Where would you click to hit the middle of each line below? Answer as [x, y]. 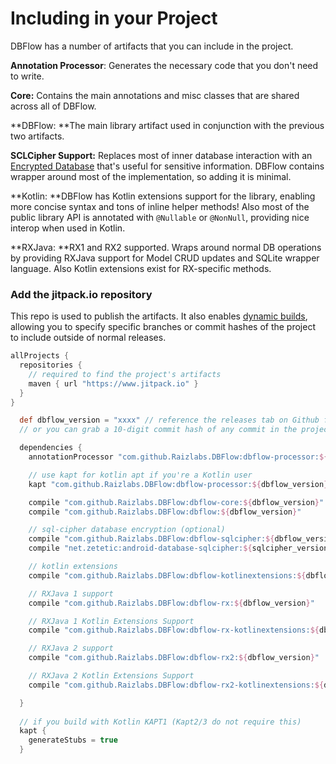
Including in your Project [114, 18]
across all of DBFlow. [53, 106]
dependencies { [51, 448]
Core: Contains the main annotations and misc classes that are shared [155, 95]
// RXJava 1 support [71, 593]
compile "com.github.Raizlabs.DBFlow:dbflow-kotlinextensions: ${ [167, 575]
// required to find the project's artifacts [125, 374]
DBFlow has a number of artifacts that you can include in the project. [152, 46]
